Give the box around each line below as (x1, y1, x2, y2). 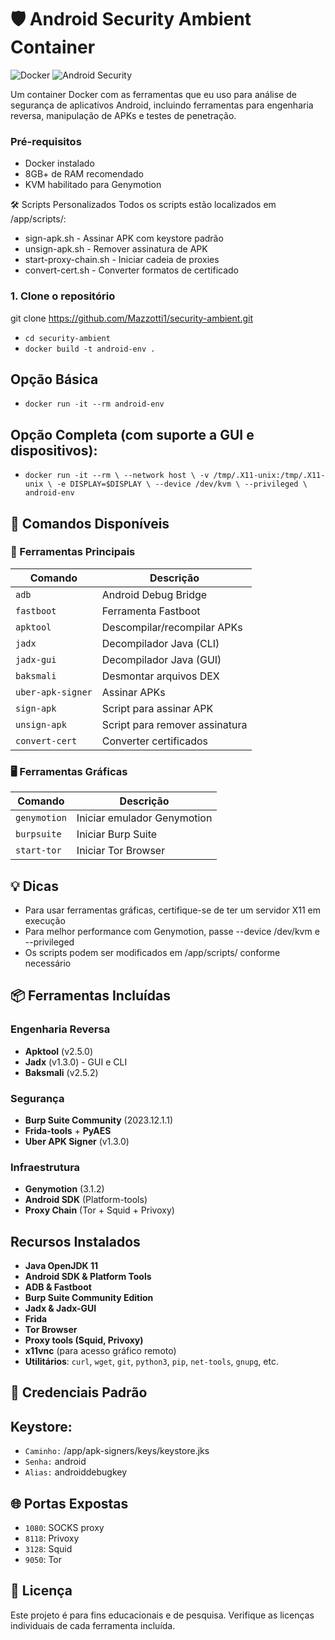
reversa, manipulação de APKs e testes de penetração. (10, 109, 237, 121)
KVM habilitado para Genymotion (24, 179, 162, 191)
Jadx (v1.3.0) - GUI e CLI (24, 1056, 128, 1068)
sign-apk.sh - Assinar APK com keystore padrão (24, 232, 224, 245)
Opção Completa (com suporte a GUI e (10, 426, 255, 443)
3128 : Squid (24, 1543, 73, 1555)
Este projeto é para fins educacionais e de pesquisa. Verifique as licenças (10, 1609, 315, 1621)
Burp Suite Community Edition (24, 1292, 154, 1304)
